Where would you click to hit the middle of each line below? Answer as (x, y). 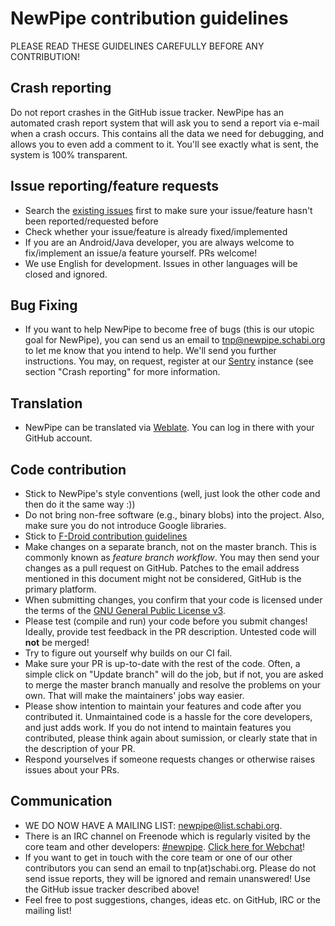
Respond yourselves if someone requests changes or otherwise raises (170, 759)
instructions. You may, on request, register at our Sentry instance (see (169, 361)
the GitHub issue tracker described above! (112, 889)
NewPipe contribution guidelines (149, 18)
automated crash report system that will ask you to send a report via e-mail (165, 123)
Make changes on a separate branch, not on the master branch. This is (170, 546)
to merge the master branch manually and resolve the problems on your (172, 685)
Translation (46, 403)
